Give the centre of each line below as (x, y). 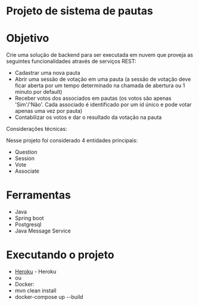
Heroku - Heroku (35, 271)
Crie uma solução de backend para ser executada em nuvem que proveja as (100, 55)
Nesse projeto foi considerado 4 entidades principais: (72, 140)
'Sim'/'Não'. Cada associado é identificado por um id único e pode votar (103, 105)
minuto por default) (38, 92)
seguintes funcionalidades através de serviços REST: (71, 62)
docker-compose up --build (49, 297)
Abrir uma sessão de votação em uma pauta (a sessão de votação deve (103, 79)
